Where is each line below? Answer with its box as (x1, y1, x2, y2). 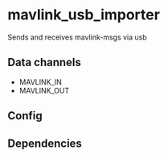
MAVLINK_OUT (18, 85, 70, 95)
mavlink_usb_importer (7, 6, 160, 24)
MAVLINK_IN (18, 77, 62, 86)
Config (7, 109, 43, 123)
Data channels (7, 56, 82, 69)
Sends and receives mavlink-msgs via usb (7, 32, 148, 42)
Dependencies (7, 136, 82, 150)
